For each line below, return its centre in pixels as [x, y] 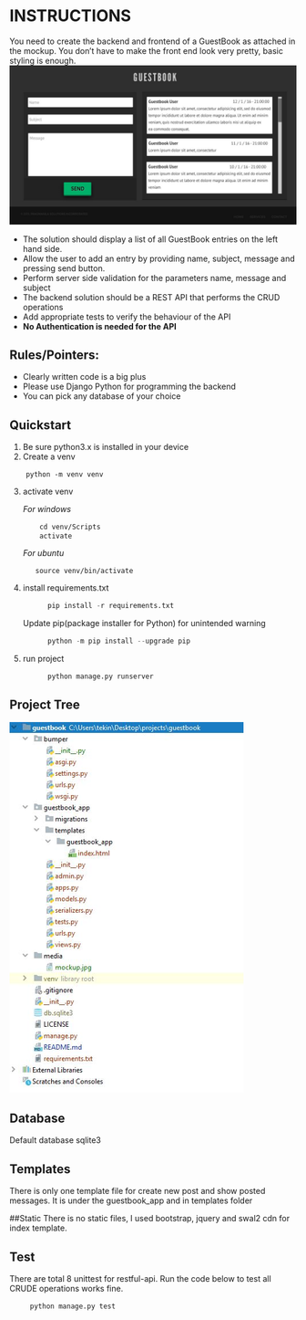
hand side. [42, 248]
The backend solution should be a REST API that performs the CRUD [151, 297]
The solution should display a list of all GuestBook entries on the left [150, 239]
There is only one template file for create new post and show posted [138, 1191]
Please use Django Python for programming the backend [129, 387]
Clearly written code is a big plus [84, 377]
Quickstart [41, 425]
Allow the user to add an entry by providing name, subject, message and [159, 258]
